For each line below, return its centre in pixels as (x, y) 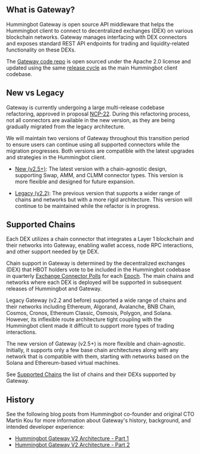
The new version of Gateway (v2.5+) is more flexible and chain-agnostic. (96, 344)
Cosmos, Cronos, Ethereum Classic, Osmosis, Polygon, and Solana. (89, 313)
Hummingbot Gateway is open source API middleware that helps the (90, 24)
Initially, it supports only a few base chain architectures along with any (93, 350)
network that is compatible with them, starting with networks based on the (98, 356)
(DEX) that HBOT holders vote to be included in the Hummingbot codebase (98, 270)
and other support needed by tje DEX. (53, 252)
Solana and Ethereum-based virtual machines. (63, 363)
